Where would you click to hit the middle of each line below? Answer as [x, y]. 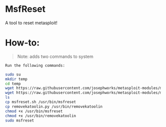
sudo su [13, 74]
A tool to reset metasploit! [31, 23]
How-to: [22, 43]
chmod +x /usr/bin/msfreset [34, 111]
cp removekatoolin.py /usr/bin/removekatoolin [54, 106]
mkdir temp [16, 79]
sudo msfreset [20, 120]
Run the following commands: [35, 65]
